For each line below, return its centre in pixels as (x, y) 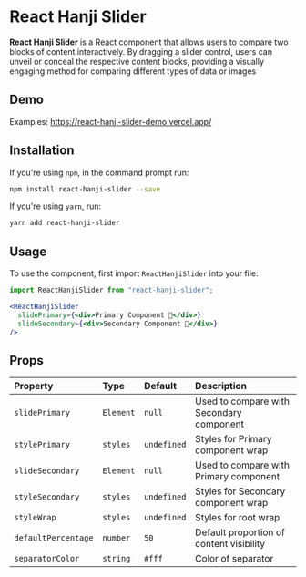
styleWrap (35, 518)
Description (221, 386)
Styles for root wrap (238, 518)
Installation (42, 151)
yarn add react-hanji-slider (65, 223)
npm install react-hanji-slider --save (85, 189)
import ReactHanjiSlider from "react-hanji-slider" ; (112, 290)
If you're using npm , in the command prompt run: (99, 172)
